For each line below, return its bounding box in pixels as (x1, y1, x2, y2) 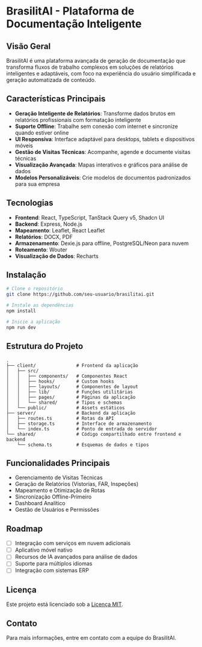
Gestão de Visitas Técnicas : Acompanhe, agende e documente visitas (14, 148, 191, 155)
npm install (6, 308, 36, 314)
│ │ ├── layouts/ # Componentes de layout (6, 383, 138, 390)
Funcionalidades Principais (6, 457, 110, 468)
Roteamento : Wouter (14, 246, 68, 253)
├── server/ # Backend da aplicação (6, 410, 136, 416)
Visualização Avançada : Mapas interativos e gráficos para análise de (14, 161, 188, 168)
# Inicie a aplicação (6, 319, 61, 325)
